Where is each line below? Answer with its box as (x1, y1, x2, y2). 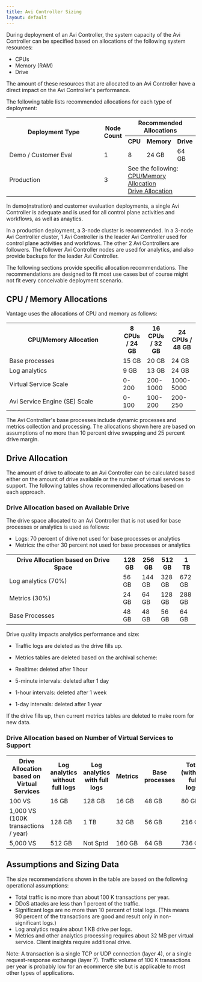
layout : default (6, 14, 47, 20)
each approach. (6, 488, 46, 496)
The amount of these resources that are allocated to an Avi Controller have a (6, 79, 195, 87)
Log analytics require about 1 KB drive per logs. (14, 925, 132, 933)
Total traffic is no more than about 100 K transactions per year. (14, 893, 170, 901)
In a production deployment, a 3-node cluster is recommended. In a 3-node (6, 226, 194, 234)
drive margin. (6, 436, 39, 443)
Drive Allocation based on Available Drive (6, 503, 130, 512)
